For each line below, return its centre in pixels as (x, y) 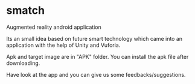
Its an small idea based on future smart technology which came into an (94, 38)
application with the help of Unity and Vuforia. (63, 45)
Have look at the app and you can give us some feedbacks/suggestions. (96, 74)
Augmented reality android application (54, 27)
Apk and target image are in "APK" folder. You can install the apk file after (97, 56)
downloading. (23, 63)
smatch (26, 10)
